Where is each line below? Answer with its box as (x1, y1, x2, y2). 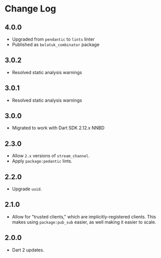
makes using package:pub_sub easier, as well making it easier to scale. (12, 219, 156, 225)
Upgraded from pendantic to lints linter (12, 36, 95, 42)
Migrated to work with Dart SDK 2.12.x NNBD (12, 125, 105, 131)
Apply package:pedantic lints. (12, 158, 73, 164)
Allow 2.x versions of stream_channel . (12, 153, 90, 159)
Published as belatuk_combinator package (12, 42, 100, 48)
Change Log (5, 3, 56, 15)
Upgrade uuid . (12, 186, 42, 192)
